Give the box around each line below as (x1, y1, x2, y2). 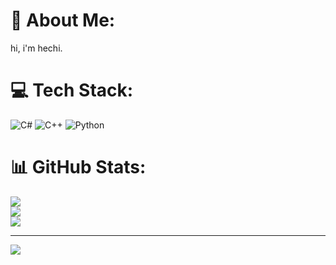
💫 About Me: (10, 9, 116, 32)
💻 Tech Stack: (10, 79, 134, 102)
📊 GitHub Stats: (10, 156, 147, 179)
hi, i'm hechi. (10, 42, 63, 54)
